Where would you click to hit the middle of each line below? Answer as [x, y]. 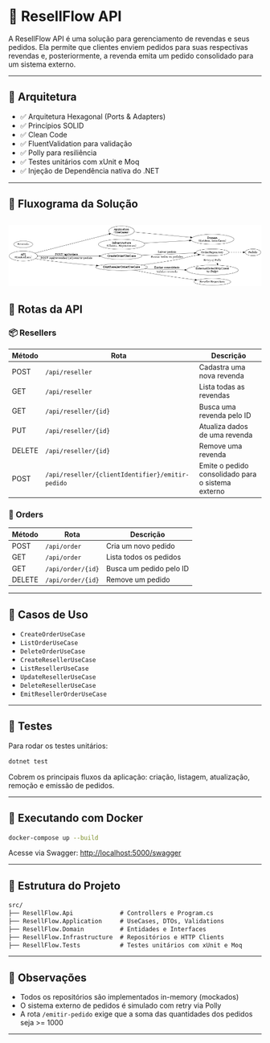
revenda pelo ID [225, 415]
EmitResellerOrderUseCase [63, 694]
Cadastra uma [222, 367]
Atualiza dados [223, 426]
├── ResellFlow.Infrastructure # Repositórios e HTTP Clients [117, 938]
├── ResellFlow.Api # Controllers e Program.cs [111, 914]
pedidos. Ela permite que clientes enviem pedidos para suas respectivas [128, 47]
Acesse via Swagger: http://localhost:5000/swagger [95, 853]
